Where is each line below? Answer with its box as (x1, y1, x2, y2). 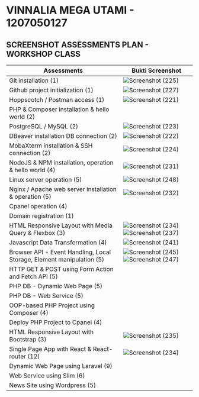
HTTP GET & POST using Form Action (9, 265, 114, 273)
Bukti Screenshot (131, 66, 182, 75)
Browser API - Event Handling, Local (9, 248, 111, 256)
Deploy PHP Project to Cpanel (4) (9, 318, 102, 326)
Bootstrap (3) (9, 335, 47, 343)
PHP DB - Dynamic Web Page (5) (9, 282, 102, 290)
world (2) (9, 113, 36, 121)
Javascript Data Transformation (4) (9, 238, 107, 246)
